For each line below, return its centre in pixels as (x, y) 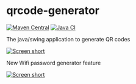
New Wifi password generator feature (54, 63)
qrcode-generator (53, 11)
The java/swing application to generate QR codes (68, 39)
